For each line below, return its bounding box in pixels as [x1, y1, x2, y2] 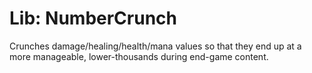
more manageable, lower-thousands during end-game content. [9, 50, 269, 62]
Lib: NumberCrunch [9, 7, 177, 30]
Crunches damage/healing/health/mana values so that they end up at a [9, 40, 302, 52]
